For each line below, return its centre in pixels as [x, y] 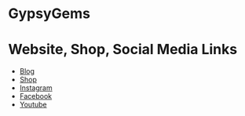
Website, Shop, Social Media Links [123, 50]
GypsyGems [49, 14]
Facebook [36, 96]
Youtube [33, 105]
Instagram [36, 88]
